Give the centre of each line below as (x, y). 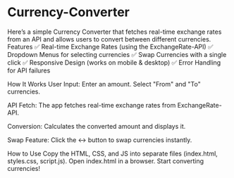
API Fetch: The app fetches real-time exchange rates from (92, 105)
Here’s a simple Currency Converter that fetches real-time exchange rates (115, 32)
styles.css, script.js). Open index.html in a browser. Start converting (106, 161)
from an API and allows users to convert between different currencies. (109, 39)
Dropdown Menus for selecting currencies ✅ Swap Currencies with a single (117, 54)
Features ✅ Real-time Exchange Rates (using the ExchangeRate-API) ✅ (110, 46)
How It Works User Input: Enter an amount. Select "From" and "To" (104, 84)
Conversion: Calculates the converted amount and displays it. (97, 126)
